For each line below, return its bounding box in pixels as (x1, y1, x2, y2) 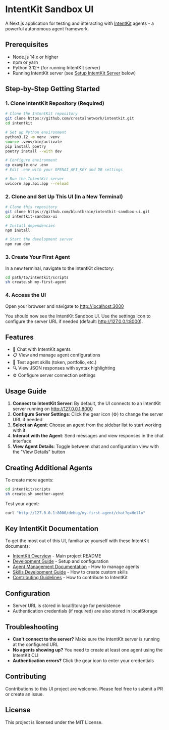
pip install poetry (5, 144, 46, 149)
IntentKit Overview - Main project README (12, 553, 102, 559)
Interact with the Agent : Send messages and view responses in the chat (12, 433, 164, 439)
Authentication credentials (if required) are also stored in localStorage (12, 608, 158, 614)
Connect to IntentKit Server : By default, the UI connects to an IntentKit (12, 400, 161, 407)
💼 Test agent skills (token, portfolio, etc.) (12, 359, 97, 366)
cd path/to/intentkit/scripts (5, 275, 69, 280)
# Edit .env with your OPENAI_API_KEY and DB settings (5, 167, 123, 173)
